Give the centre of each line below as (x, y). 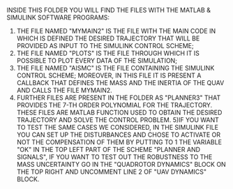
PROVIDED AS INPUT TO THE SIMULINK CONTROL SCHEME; (105, 46)
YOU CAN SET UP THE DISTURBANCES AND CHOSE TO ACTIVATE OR (119, 135)
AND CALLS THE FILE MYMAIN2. (64, 90)
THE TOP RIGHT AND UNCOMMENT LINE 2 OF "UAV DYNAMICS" (112, 172)
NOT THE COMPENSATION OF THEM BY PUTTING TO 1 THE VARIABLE (119, 142)
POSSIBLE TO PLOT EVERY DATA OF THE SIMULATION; (97, 61)
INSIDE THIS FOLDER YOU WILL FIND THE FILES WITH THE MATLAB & (108, 10)
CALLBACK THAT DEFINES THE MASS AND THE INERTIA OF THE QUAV (120, 83)
